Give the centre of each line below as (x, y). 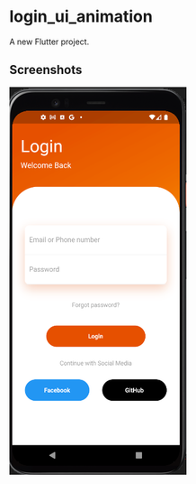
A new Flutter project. (49, 42)
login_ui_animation (81, 17)
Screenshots (46, 70)
